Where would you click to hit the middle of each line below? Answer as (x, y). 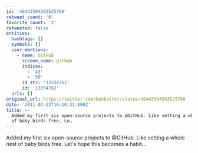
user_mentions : (30, 50)
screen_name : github (47, 61)
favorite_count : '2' (32, 22)
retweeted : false (27, 28)
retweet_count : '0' (30, 17)
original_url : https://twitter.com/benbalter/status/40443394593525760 (96, 99)
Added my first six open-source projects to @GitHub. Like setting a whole (95, 138)
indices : (32, 66)
